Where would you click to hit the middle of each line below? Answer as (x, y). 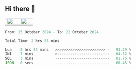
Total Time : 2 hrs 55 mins (32, 41)
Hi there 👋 (20, 9)
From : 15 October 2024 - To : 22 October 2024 (52, 32)
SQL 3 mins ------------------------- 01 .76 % (68, 58)
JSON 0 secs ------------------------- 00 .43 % (68, 63)
